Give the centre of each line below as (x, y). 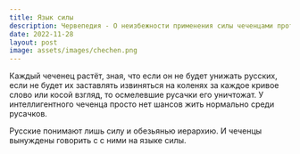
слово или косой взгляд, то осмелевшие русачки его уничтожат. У (137, 95)
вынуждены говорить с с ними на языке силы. (98, 141)
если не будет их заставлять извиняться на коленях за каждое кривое (144, 85)
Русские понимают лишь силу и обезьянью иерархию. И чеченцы (136, 131)
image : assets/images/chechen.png (74, 51)
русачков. (28, 114)
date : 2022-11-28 (42, 34)
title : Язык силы (42, 17)
